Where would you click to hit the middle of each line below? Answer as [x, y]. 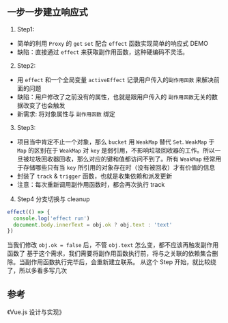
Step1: [26, 29]
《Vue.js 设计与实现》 [36, 312]
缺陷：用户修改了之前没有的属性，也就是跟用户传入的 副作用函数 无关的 [114, 96]
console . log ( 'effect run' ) [52, 218]
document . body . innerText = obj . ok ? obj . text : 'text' [93, 224]
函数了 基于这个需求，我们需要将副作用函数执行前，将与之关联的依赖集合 [110, 254]
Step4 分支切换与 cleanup [53, 199]
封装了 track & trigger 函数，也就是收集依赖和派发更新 [95, 176]
